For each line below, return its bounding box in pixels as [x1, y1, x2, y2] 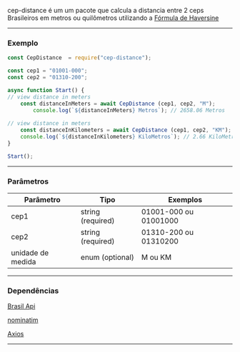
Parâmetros [7, 176, 49, 186]
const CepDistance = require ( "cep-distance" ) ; [7, 54, 152, 61]
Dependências [7, 286, 59, 296]
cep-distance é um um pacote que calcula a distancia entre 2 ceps [7, 6, 204, 14]
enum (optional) [81, 252, 134, 262]
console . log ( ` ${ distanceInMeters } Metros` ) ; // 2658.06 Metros [33, 106, 225, 114]
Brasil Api [7, 302, 36, 311]
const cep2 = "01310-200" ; [7, 74, 88, 81]
